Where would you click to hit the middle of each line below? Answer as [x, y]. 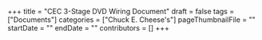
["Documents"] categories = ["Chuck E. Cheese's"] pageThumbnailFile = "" [132, 20]
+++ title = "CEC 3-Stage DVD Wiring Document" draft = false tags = [121, 11]
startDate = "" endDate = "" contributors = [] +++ [88, 28]
